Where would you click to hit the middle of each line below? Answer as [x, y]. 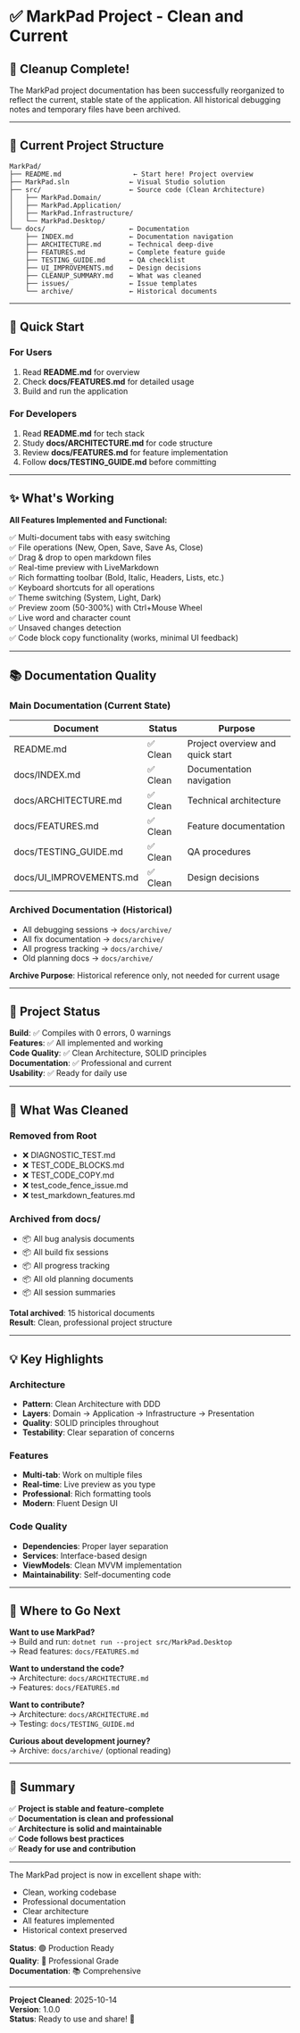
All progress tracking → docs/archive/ [92, 948]
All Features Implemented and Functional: [88, 520]
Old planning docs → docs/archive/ [87, 958]
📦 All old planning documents [78, 1279]
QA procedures [219, 852]
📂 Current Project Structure [87, 146]
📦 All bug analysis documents [79, 1239]
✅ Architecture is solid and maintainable [86, 1829]
